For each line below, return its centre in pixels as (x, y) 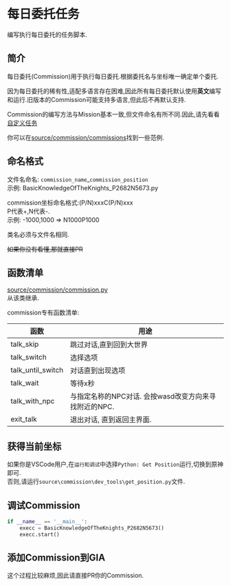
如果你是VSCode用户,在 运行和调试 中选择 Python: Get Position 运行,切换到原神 (115, 464)
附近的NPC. (96, 407)
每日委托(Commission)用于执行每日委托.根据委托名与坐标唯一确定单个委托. (113, 76)
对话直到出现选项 (98, 371)
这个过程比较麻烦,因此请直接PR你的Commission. (76, 576)
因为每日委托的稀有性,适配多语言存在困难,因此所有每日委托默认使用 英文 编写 (114, 91)
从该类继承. (23, 298)
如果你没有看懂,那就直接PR (45, 249)
